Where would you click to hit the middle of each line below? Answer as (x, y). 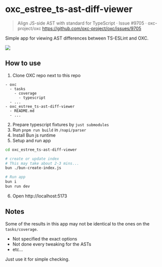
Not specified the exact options (45, 238)
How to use (23, 63)
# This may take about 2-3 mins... (42, 163)
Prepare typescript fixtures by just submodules (60, 124)
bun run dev (17, 186)
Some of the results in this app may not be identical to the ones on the (77, 223)
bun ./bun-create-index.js (33, 168)
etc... (18, 249)
